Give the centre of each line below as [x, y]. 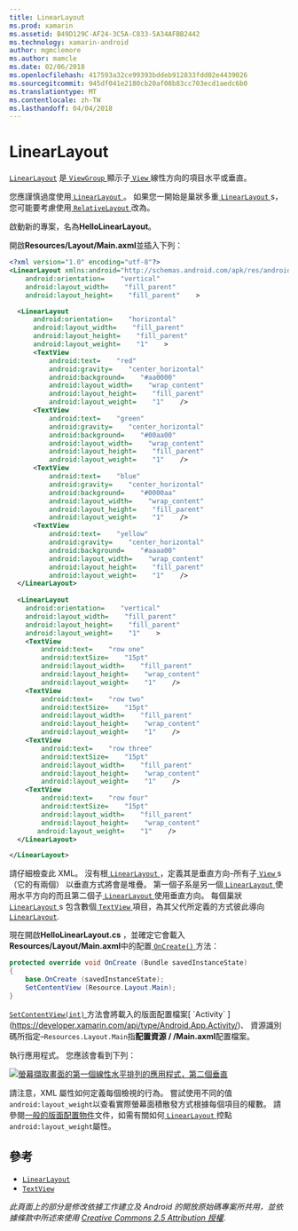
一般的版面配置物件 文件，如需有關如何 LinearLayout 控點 [129, 1115]
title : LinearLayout [47, 17]
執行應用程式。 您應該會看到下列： [72, 1055]
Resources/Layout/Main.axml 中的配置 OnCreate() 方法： [114, 946]
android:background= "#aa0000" [112, 377]
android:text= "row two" [93, 699]
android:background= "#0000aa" [112, 493]
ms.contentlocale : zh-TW [55, 100]
